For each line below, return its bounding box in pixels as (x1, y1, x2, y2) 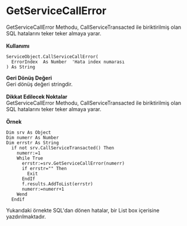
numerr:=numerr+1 (21, 186, 65, 192)
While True (16, 155, 44, 161)
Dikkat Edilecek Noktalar (6, 93, 68, 100)
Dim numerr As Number (6, 134, 59, 141)
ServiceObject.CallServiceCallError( (6, 54, 99, 59)
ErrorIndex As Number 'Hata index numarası (11, 59, 125, 65)
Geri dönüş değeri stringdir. (6, 81, 73, 88)
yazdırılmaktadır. (6, 213, 46, 220)
